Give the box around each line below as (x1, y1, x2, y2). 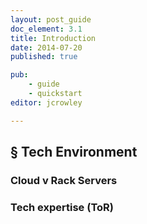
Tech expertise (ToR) (10, 200, 114, 214)
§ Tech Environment (10, 144, 138, 161)
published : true (10, 52, 78, 62)
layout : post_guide (10, 14, 92, 25)
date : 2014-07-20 (10, 42, 83, 53)
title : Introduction (10, 33, 97, 43)
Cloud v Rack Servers (10, 173, 118, 187)
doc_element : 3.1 (10, 24, 83, 34)
